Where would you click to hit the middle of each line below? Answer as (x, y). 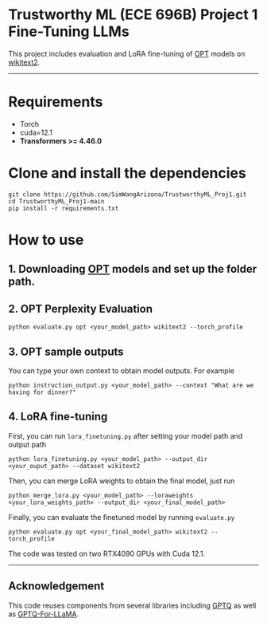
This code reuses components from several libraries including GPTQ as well (132, 605)
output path (27, 444)
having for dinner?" (43, 392)
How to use (46, 240)
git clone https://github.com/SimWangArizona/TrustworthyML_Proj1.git (128, 194)
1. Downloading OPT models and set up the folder (133, 269)
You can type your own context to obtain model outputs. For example (121, 371)
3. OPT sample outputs (66, 351)
